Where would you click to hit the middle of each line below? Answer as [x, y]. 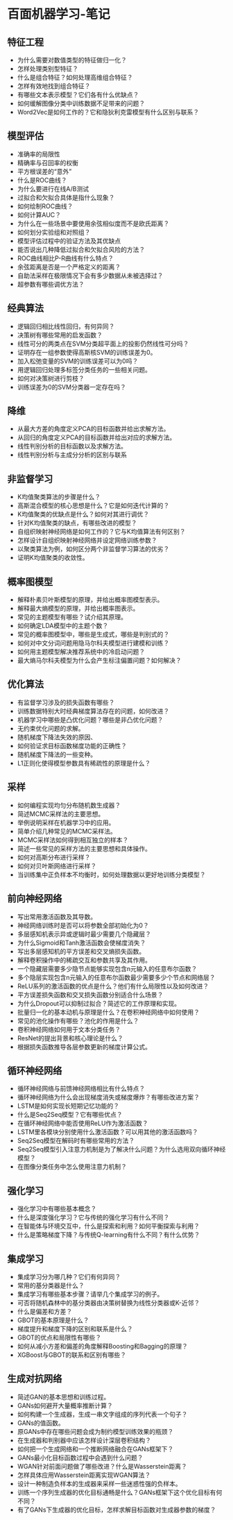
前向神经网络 [35, 898]
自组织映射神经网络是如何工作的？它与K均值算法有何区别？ [101, 532]
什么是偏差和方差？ [45, 1311]
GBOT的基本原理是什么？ [53, 1320]
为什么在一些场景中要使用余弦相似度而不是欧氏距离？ [93, 223]
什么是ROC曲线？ [42, 180]
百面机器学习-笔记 [59, 14]
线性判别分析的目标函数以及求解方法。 [72, 446]
